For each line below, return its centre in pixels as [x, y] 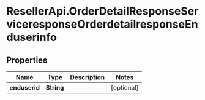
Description [88, 77]
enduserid [25, 87]
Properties [27, 60]
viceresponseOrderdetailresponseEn [102, 24]
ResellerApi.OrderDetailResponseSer [102, 11]
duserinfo [32, 37]
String [55, 87]
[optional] [125, 87]
